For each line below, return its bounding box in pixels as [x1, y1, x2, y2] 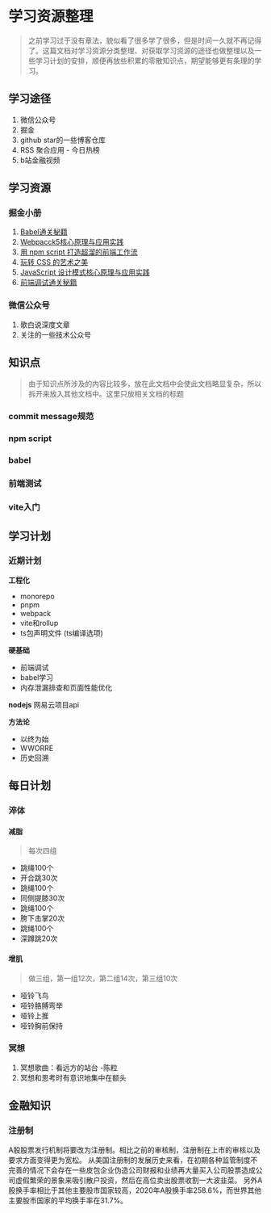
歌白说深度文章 [19, 320, 70, 329]
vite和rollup [19, 618, 59, 627]
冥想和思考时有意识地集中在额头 [19, 1072, 127, 1082]
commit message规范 [8, 411, 94, 422]
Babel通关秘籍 [19, 227, 68, 237]
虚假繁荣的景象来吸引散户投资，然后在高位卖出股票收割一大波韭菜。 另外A [15, 1175, 263, 1185]
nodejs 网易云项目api [8, 699, 79, 709]
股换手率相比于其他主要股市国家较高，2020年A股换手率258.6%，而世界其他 [8, 1185, 262, 1195]
